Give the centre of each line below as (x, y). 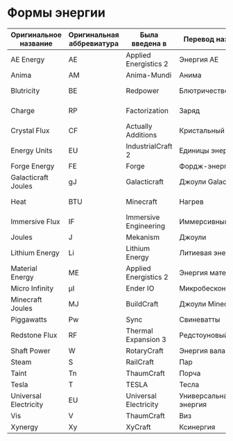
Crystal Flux (30, 130)
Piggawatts (29, 319)
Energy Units (32, 150)
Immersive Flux (35, 221)
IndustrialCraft (149, 146)
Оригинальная (94, 35)
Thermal (140, 331)
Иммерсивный (204, 221)
